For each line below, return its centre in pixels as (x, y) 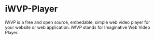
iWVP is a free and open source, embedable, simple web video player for (77, 22)
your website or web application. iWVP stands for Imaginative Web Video (78, 27)
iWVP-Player (31, 9)
